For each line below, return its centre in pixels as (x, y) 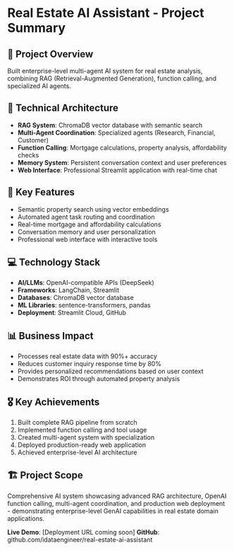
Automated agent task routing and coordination (86, 217)
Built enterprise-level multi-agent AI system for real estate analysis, (105, 71)
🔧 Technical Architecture (63, 108)
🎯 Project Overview (50, 54)
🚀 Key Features (41, 192)
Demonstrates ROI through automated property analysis (99, 379)
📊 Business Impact (50, 335)
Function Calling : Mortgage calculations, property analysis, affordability (122, 147)
